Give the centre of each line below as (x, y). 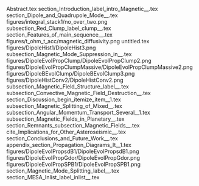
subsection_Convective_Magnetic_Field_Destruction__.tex (79, 93)
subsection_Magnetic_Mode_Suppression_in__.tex (69, 54)
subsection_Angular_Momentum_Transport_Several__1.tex (78, 113)
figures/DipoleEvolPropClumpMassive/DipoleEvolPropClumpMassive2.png (100, 67)
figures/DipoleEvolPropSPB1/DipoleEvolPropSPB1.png (74, 164)
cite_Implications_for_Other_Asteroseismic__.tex (66, 132)
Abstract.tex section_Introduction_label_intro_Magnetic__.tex (82, 9)
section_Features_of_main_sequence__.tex (59, 35)
